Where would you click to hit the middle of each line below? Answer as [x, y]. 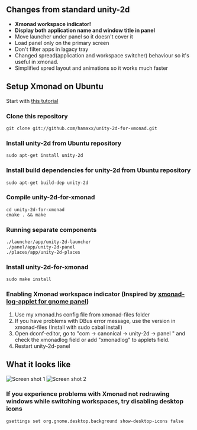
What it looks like [38, 365]
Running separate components [51, 229]
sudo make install [29, 279]
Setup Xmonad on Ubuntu [55, 87]
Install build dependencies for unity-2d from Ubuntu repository [98, 170]
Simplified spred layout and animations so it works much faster [91, 68]
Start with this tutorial [32, 101]
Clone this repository [37, 116]
